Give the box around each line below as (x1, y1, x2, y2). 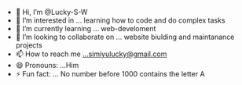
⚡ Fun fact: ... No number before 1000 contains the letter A (15, 69, 206, 78)
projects (15, 41, 43, 50)
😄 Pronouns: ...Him (15, 61, 79, 69)
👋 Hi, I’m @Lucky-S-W (15, 8, 88, 16)
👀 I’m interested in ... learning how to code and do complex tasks (15, 16, 225, 25)
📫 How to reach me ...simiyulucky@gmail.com (15, 49, 167, 58)
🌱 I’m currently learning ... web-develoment (15, 24, 156, 33)
